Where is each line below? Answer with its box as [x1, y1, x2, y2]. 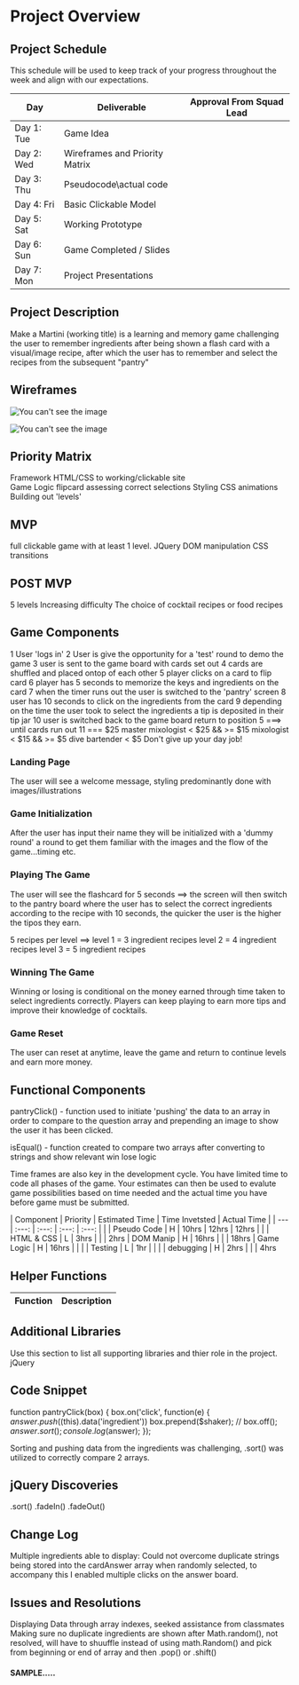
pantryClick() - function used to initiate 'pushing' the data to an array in [10, 1106, 271, 1117]
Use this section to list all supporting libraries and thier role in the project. [10, 1348, 278, 1358]
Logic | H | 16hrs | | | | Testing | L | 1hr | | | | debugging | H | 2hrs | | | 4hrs [10, 1243, 277, 1254]
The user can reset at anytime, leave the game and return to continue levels [10, 1048, 287, 1058]
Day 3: [14, 173, 43, 185]
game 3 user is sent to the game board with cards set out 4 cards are [10, 658, 264, 668]
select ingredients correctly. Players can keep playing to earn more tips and [10, 996, 287, 1007]
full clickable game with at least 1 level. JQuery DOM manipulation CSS [10, 541, 269, 551]
